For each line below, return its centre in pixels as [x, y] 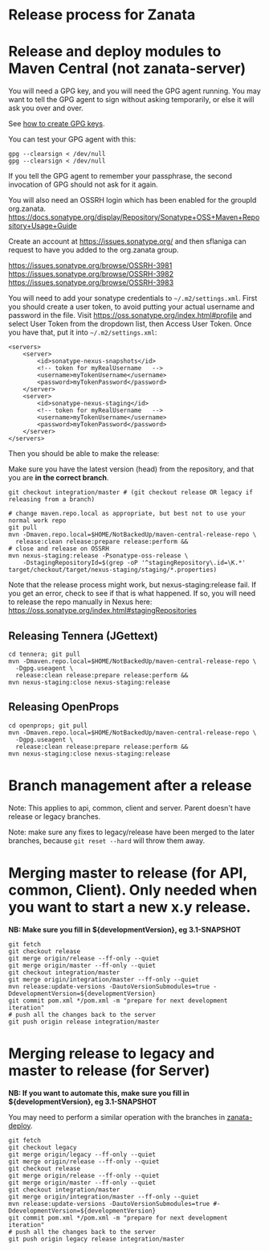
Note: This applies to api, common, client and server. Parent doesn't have [130, 808]
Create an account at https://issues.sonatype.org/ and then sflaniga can [127, 241]
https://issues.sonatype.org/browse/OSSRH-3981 [90, 265]
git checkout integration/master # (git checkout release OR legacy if [130, 492]
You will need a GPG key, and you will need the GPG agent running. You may [134, 91]
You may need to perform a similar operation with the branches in [117, 1117]
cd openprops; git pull [48, 726]
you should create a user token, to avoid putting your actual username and [132, 307]
